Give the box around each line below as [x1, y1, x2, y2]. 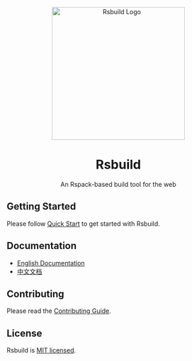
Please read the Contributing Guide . [6, 306, 111, 315]
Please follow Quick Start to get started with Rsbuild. [6, 219, 160, 228]
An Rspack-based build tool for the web [60, 180, 176, 188]
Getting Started [6, 200, 77, 212]
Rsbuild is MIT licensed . [6, 346, 77, 355]
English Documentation [16, 258, 86, 267]
